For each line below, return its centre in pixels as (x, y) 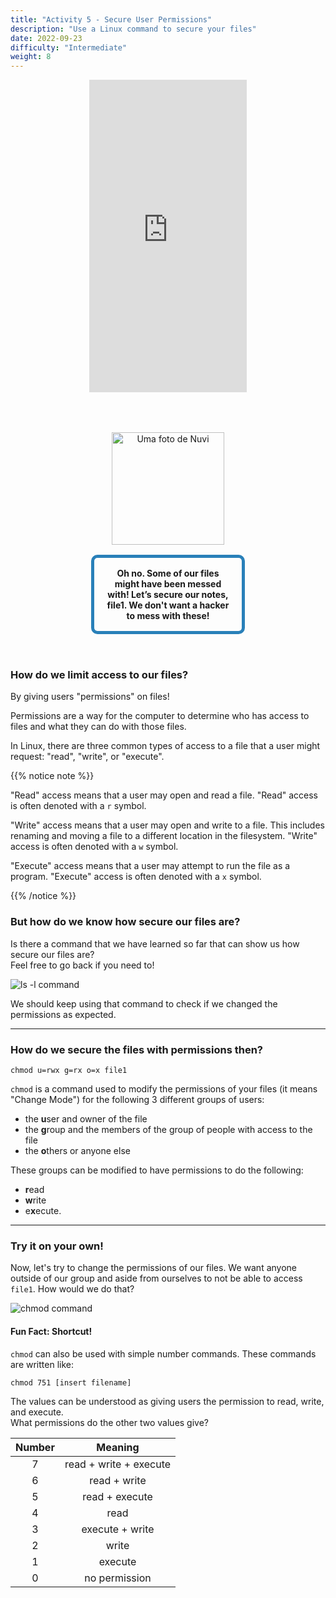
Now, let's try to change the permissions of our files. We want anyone (154, 1268)
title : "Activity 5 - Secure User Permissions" (111, 19)
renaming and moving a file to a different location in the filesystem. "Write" (164, 836)
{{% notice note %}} (52, 776)
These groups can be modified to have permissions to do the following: (157, 1170)
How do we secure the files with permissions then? (137, 1049)
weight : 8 (31, 57)
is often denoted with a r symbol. (78, 806)
